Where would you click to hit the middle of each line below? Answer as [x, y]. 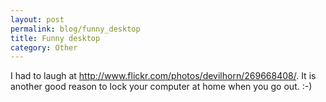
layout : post [37, 19]
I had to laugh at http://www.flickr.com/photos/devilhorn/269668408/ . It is [163, 76]
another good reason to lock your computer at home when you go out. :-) [161, 87]
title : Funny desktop [55, 38]
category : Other [44, 47]
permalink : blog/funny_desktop [75, 29]
